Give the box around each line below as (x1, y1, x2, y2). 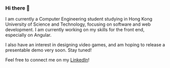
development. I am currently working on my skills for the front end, (5, 27, 145, 33)
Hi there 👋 (5, 5, 30, 12)
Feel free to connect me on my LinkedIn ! (5, 57, 90, 63)
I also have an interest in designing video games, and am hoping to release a (5, 42, 165, 48)
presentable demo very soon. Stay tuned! (5, 47, 92, 53)
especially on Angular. (5, 32, 52, 38)
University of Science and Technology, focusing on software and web (5, 21, 151, 27)
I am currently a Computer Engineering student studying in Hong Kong (5, 16, 153, 22)
